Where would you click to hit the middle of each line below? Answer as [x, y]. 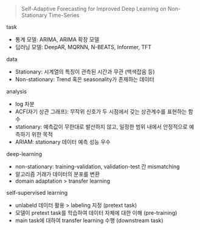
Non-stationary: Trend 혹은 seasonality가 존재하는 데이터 [84, 79]
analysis [17, 91]
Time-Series [64, 15]
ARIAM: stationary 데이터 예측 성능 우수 [63, 142]
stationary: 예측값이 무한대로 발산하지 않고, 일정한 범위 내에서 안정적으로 [101, 127]
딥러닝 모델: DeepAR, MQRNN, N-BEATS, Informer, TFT [83, 47]
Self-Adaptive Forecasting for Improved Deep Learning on [94, 9]
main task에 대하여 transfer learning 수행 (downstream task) [89, 220]
